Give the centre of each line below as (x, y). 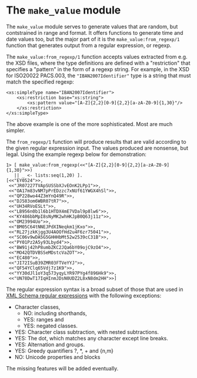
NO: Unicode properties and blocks (57, 357)
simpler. (16, 130)
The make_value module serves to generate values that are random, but (92, 26)
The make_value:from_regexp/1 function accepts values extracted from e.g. (97, 57)
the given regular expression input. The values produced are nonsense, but (97, 148)
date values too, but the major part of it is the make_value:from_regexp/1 (93, 39)
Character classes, (37, 307)
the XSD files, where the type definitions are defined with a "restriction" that (98, 63)
